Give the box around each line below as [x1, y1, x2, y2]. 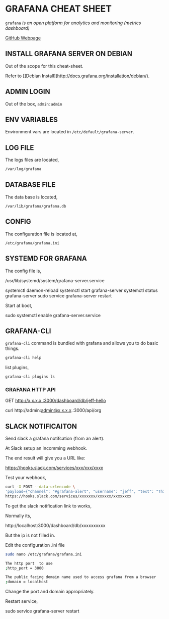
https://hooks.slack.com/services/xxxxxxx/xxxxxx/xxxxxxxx [5, 493, 132, 499]
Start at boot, [5, 302, 33, 308]
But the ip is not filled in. [5, 532, 55, 538]
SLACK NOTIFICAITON [5, 422, 77, 431]
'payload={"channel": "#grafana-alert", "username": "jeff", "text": [5, 489, 154, 494]
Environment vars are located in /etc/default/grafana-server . [5, 129, 134, 135]
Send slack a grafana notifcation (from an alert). [5, 435, 105, 442]
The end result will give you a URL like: [5, 455, 86, 461]
